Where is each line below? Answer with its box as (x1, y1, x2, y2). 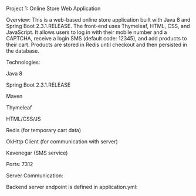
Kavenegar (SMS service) (6, 149, 68, 156)
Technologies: (6, 59, 40, 66)
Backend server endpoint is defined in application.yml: (6, 184, 138, 190)
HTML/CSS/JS (6, 115, 41, 122)
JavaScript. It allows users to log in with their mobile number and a (6, 29, 167, 36)
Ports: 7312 (6, 161, 33, 167)
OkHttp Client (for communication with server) (6, 138, 119, 145)
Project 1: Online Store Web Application (6, 5, 101, 12)
